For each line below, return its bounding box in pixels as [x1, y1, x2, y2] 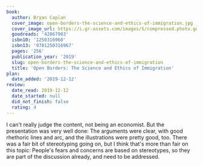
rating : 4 [11, 104, 36, 110]
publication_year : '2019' [11, 54, 77, 60]
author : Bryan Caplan [11, 14, 66, 21]
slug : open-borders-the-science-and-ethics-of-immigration [11, 59, 164, 65]
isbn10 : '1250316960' [11, 37, 66, 43]
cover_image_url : [11, 25, 56, 32]
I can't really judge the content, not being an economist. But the [6, 121, 165, 128]
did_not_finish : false [11, 98, 69, 104]
